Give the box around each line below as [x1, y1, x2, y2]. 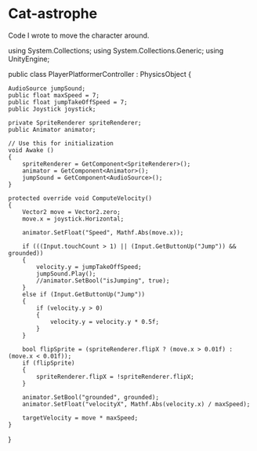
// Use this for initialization [8, 139, 114, 147]
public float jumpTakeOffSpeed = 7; [8, 98, 128, 106]
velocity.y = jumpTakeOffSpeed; [36, 263, 143, 271]
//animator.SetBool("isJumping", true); [36, 276, 170, 285]
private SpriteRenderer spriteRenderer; [8, 118, 143, 126]
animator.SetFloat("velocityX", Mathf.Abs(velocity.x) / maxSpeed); [22, 400, 251, 408]
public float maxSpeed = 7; [8, 91, 100, 99]
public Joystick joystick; [8, 105, 96, 113]
